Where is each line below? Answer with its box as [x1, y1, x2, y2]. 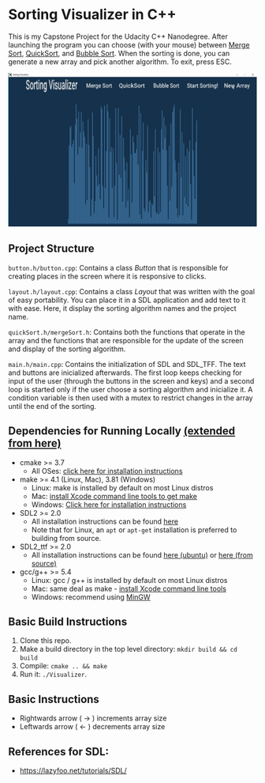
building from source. [31, 533, 102, 543]
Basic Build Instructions [8, 615, 128, 629]
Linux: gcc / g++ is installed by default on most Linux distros [31, 575, 228, 584]
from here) [8, 437, 62, 450]
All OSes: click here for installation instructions [31, 466, 183, 475]
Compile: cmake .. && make [19, 661, 108, 671]
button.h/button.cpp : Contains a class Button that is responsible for [8, 263, 229, 272]
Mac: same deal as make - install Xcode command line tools [31, 584, 227, 593]
